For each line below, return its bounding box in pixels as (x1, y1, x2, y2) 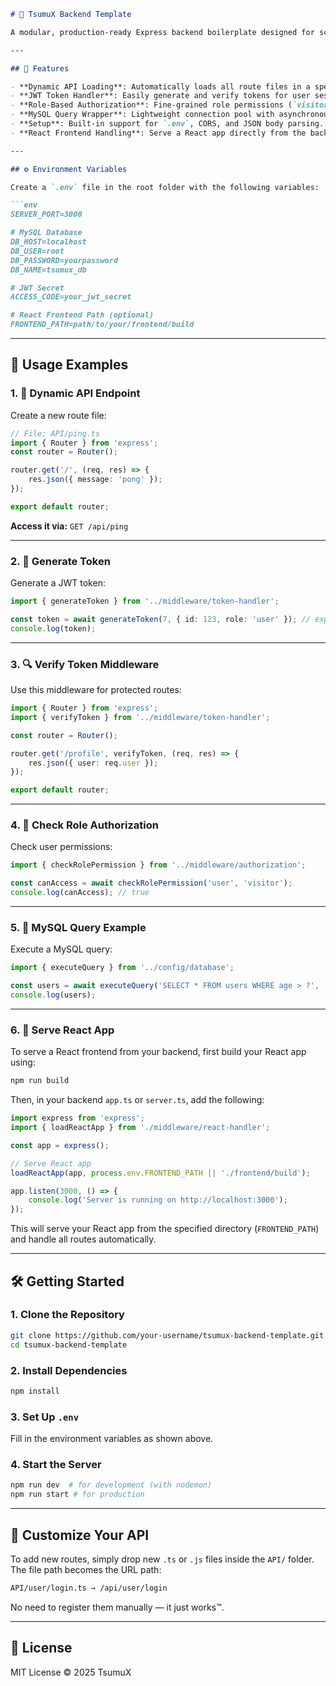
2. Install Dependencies (10, 1363, 128, 1377)
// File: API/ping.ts (10, 428, 101, 439)
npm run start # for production (10, 1490, 145, 1500)
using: (10, 1056, 36, 1069)
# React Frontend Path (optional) (10, 310, 155, 320)
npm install (10, 1386, 60, 1396)
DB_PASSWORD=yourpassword (10, 255, 118, 265)
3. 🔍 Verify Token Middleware (10, 657, 160, 671)
